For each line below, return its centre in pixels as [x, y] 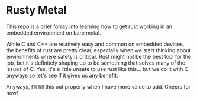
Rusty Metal [36, 10]
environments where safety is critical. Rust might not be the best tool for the [99, 56]
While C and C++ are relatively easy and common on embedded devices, [95, 44]
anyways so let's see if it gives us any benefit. [62, 75]
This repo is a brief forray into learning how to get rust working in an [89, 26]
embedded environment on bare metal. [54, 32]
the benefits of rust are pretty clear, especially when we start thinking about [98, 50]
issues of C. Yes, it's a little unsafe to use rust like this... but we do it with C [97, 69]
